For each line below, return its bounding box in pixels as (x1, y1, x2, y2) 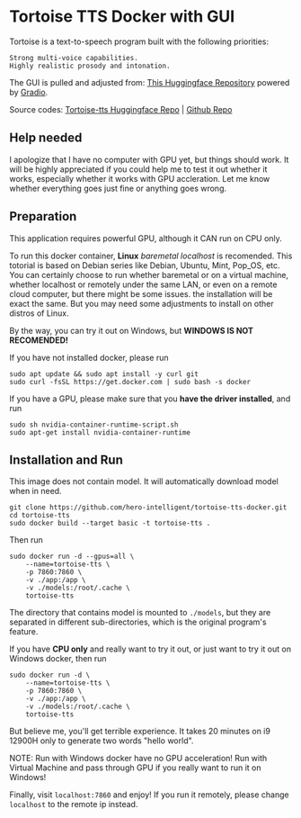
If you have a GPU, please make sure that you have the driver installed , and (9, 393, 291, 404)
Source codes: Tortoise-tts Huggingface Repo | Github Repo (9, 103, 233, 114)
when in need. (9, 486, 62, 497)
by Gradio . (9, 86, 49, 97)
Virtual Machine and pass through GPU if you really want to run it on (9, 762, 261, 773)
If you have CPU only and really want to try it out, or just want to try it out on (9, 643, 292, 654)
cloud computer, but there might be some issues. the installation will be (9, 288, 273, 299)
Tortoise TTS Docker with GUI (9, 6, 235, 27)
